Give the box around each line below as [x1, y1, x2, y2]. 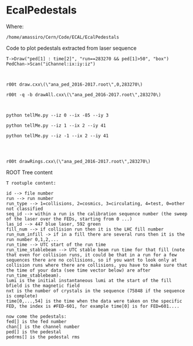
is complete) [6, 293, 38, 299]
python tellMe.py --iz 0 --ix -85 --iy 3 [6, 112, 109, 118]
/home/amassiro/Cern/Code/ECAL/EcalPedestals [6, 34, 119, 40]
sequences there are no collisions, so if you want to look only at [6, 257, 177, 263]
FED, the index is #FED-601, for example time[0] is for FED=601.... [6, 303, 180, 309]
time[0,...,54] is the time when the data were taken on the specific [6, 298, 182, 304]
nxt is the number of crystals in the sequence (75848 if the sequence [6, 288, 185, 294]
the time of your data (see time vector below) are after [6, 267, 151, 273]
